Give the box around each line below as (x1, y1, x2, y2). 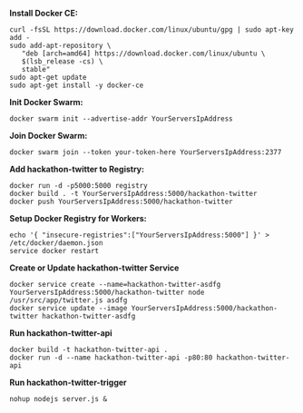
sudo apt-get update (9, 73, 88, 82)
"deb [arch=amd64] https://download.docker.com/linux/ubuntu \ (21, 49, 266, 58)
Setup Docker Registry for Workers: (9, 213, 147, 223)
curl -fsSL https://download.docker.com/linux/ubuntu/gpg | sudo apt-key (9, 25, 295, 34)
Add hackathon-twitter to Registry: (9, 163, 145, 174)
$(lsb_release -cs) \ (21, 57, 103, 66)
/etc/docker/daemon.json (9, 239, 103, 248)
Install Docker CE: (9, 8, 79, 18)
